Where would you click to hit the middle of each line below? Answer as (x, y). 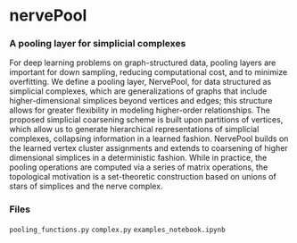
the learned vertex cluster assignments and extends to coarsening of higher (148, 148)
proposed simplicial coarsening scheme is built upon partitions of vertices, (146, 120)
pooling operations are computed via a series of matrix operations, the (139, 167)
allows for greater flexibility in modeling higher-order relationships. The (140, 110)
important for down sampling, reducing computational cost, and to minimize (148, 72)
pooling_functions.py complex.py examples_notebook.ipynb (117, 230)
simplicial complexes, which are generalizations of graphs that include (138, 91)
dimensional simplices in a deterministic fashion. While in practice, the (138, 158)
